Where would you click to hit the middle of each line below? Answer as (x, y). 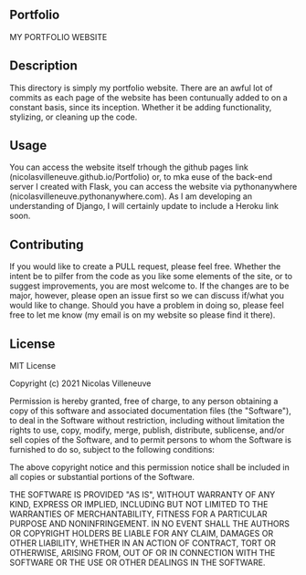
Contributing (47, 244)
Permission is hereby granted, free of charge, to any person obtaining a (144, 402)
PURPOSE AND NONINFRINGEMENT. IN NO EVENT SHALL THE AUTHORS (150, 524)
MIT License (33, 366)
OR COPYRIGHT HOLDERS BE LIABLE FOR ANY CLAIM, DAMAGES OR (142, 534)
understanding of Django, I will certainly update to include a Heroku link (144, 206)
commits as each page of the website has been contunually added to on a (148, 97)
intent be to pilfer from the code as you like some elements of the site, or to (151, 277)
